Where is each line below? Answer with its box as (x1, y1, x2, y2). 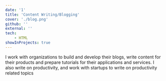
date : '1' (5, 7, 26, 13)
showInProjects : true (5, 40, 51, 45)
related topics (5, 70, 34, 76)
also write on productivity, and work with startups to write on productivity (5, 64, 157, 70)
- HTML (14, 36, 28, 41)
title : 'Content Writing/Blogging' (5, 12, 80, 17)
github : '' (5, 21, 28, 27)
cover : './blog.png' (5, 17, 49, 22)
